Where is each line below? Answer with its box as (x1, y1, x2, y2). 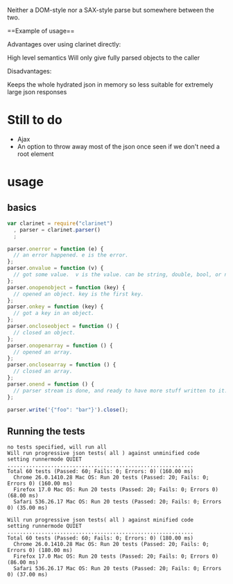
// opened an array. (13, 348, 73, 356)
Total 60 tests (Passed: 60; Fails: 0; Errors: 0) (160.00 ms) (7, 468, 194, 475)
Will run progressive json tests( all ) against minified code (7, 517, 194, 524)
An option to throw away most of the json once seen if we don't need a (17, 142, 221, 151)
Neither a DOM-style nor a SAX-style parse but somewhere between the (7, 6, 215, 14)
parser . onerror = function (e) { (7, 246, 104, 252)
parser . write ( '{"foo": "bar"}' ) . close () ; (7, 406, 129, 413)
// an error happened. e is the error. (13, 252, 129, 259)
